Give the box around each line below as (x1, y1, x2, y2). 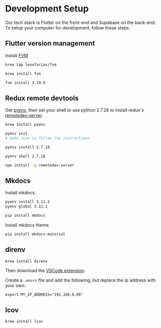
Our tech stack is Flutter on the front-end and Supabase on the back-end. (5, 19, 156, 25)
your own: (5, 283, 26, 289)
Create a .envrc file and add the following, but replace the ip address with (5, 277, 157, 283)
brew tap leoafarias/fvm (5, 62, 57, 67)
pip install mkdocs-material (5, 231, 66, 237)
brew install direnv (5, 259, 48, 264)
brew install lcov (5, 319, 43, 324)
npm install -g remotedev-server (5, 163, 75, 167)
